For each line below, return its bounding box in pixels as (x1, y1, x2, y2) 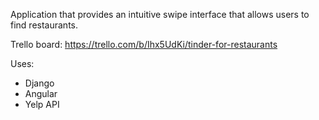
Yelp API (24, 99, 60, 110)
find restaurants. (10, 19, 79, 31)
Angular (24, 88, 58, 99)
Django (24, 77, 55, 89)
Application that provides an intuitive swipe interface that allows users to (10, 9, 310, 20)
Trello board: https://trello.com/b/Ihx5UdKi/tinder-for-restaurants (10, 39, 278, 50)
